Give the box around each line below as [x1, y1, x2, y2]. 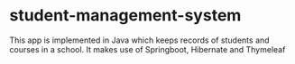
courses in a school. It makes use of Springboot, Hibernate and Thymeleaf [9, 44, 286, 54]
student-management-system [9, 5, 242, 26]
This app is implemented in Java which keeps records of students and [9, 35, 270, 45]
